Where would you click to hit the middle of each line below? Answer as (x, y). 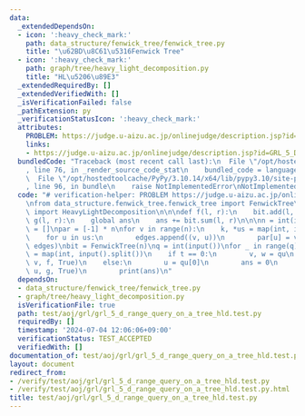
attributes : (40, 128)
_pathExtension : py (54, 111)
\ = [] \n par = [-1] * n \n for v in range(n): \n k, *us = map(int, (158, 229)
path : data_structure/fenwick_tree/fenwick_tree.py (125, 43)
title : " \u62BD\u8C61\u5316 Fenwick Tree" (105, 52)
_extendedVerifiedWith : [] (69, 94)
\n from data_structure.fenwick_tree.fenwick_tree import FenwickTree (160, 204)
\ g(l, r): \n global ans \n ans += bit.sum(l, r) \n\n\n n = (150, 220)
